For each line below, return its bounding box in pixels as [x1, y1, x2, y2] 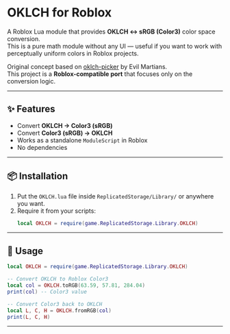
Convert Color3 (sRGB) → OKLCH [16, 129, 113, 137]
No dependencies [16, 143, 68, 151]
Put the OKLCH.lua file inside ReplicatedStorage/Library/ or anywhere [16, 192, 214, 200]
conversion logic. [7, 77, 56, 85]
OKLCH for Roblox [7, 5, 112, 21]
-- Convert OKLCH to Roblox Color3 [7, 276, 109, 283]
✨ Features [7, 103, 55, 115]
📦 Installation [7, 170, 68, 182]
